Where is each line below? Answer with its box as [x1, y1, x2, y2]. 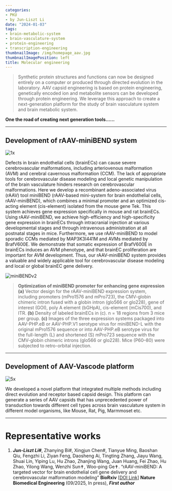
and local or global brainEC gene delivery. [5, 263, 94, 269]
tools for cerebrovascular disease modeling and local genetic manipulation [5, 176, 163, 182]
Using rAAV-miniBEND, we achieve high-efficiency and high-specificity [5, 214, 155, 220]
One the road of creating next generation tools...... [5, 116, 115, 123]
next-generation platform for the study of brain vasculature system [17, 101, 159, 108]
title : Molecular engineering [5, 60, 70, 65]
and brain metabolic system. [17, 106, 78, 113]
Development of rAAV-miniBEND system [5, 136, 137, 145]
